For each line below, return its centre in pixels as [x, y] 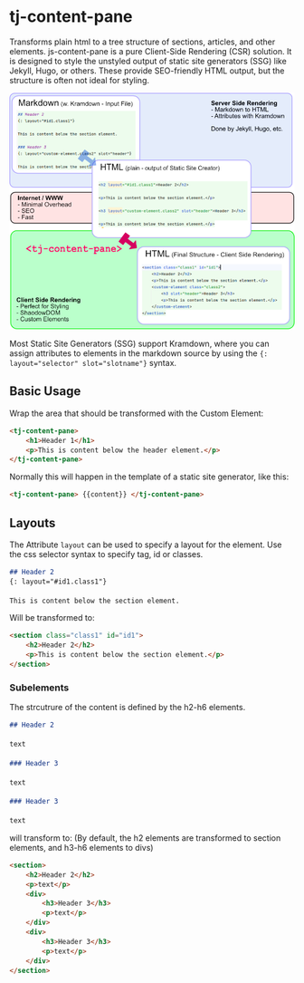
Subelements [39, 688]
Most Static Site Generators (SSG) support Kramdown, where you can [139, 343]
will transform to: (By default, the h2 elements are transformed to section [145, 838]
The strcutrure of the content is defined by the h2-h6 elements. [128, 708]
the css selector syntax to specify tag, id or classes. [106, 554]
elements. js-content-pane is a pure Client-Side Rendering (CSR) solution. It [151, 51]
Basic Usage [45, 391]
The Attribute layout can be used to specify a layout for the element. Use [146, 545]
